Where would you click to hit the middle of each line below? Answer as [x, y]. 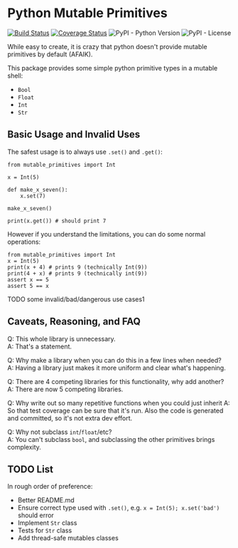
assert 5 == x [28, 286]
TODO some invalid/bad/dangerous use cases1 [76, 299]
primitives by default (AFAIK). [50, 54]
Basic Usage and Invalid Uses [74, 134]
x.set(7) [33, 196]
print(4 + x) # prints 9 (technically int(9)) [77, 273]
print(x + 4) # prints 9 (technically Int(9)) [77, 267]
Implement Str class [47, 523]
